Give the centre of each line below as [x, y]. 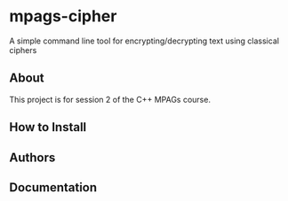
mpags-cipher [63, 16]
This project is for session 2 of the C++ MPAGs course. [110, 99]
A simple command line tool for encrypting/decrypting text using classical [144, 41]
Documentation [53, 187]
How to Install [48, 127]
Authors [32, 157]
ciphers [23, 50]
